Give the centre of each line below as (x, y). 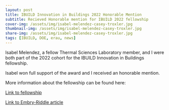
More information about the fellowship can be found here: (65, 82)
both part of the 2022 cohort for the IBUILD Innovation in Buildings (75, 58)
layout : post (19, 10)
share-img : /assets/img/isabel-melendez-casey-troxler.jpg (69, 33)
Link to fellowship (24, 92)
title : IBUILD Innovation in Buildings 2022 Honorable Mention (74, 15)
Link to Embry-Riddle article (34, 102)
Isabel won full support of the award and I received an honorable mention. (82, 73)
